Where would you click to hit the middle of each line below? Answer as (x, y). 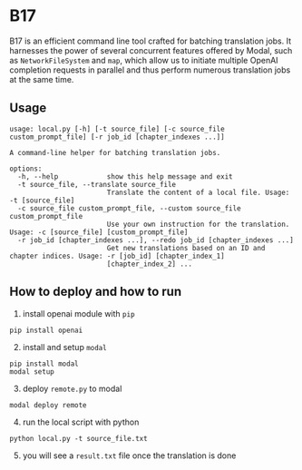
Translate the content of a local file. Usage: (198, 192)
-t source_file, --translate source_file (97, 184)
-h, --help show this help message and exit (125, 176)
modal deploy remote (49, 405)
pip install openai (46, 330)
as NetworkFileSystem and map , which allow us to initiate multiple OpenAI (144, 60)
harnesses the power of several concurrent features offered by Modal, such (151, 50)
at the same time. (42, 79)
